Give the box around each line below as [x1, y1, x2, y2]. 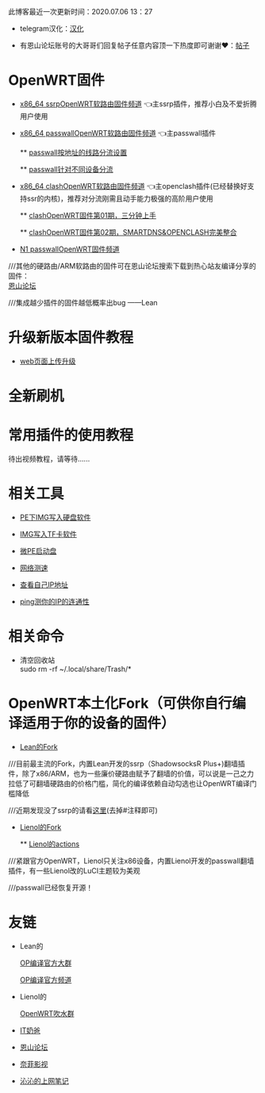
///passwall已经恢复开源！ [8, 883, 94, 892]
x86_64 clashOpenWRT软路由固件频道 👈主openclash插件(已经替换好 [19, 181, 248, 190]
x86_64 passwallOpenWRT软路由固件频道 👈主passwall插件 [19, 128, 217, 137]
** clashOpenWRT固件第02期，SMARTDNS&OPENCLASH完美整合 [19, 227, 237, 236]
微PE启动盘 [19, 546, 57, 555]
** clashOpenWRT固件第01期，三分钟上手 [19, 210, 157, 220]
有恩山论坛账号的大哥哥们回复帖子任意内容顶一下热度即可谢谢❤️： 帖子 [19, 40, 250, 50]
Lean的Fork [19, 742, 58, 751]
